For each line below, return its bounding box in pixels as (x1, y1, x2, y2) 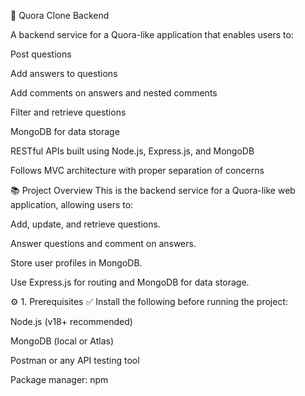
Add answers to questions (10, 68, 118, 79)
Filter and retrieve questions (10, 106, 127, 118)
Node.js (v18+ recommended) (10, 316, 133, 327)
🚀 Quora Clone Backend (10, 10, 110, 21)
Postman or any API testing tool (10, 355, 140, 366)
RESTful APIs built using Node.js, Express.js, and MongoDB (10, 145, 255, 157)
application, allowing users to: (10, 199, 134, 210)
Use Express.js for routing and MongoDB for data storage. (10, 276, 250, 288)
